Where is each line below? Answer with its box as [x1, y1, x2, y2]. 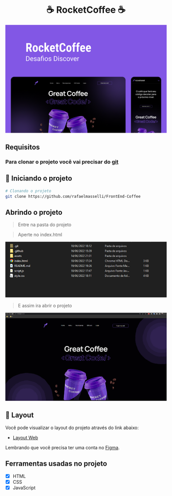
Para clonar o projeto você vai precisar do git [5, 158, 119, 165]
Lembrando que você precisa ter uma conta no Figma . [5, 444, 120, 450]
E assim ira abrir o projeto [17, 303, 73, 309]
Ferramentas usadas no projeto [5, 460, 107, 468]
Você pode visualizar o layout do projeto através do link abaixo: [5, 425, 139, 431]
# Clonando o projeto [5, 188, 52, 193]
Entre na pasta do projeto [17, 222, 72, 228]
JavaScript [12, 484, 36, 491]
